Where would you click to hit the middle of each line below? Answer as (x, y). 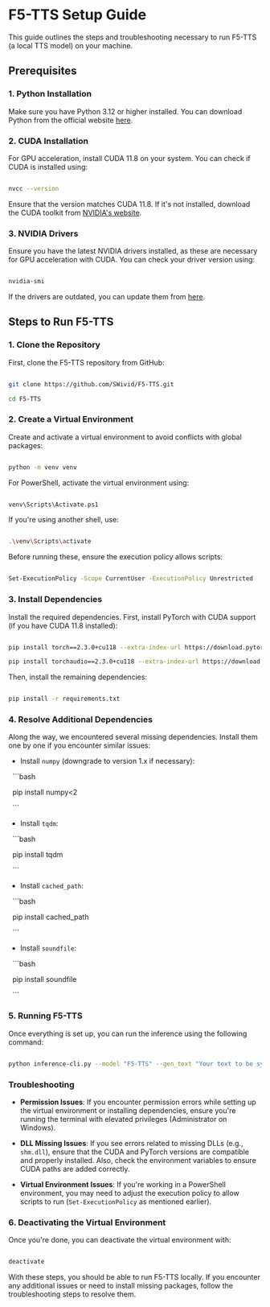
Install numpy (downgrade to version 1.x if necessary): (107, 761)
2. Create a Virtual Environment (71, 419)
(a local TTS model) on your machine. (71, 45)
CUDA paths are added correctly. (75, 1169)
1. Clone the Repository (54, 345)
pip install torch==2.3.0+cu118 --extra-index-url (95, 647)
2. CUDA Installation (48, 141)
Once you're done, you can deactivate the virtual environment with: (120, 1240)
